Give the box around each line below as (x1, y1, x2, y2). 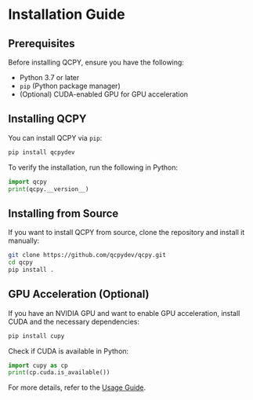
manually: (8, 236, 40, 245)
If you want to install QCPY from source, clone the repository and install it (8, 228, 245, 237)
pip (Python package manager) (19, 81, 121, 90)
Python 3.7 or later (19, 73, 80, 82)
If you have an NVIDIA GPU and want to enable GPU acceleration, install (8, 308, 240, 317)
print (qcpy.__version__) (8, 185, 89, 193)
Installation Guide (8, 6, 125, 24)
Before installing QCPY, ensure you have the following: (8, 57, 184, 67)
